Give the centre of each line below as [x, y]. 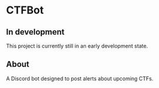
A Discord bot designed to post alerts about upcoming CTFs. [80, 78]
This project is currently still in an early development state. [77, 46]
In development [35, 32]
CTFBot [25, 10]
